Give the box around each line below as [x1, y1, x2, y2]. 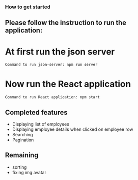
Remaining [5, 151, 39, 159]
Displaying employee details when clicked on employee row [12, 126, 134, 132]
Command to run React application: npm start [5, 95, 100, 100]
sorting [12, 164, 27, 170]
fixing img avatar [12, 169, 47, 175]
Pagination [12, 137, 34, 143]
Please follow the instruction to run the [5, 19, 127, 27]
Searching [12, 132, 33, 137]
